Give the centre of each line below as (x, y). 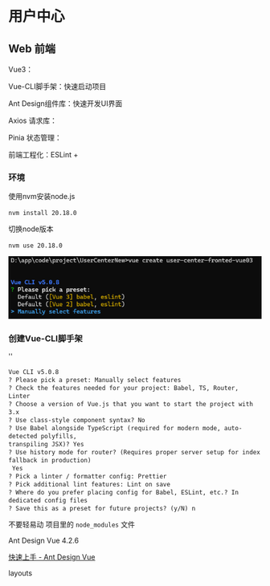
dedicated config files (48, 501)
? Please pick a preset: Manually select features (95, 380)
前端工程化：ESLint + (43, 155)
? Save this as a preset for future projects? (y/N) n (102, 509)
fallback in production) (50, 461)
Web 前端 (32, 49)
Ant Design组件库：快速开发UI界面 (65, 104)
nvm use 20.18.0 (35, 246)
